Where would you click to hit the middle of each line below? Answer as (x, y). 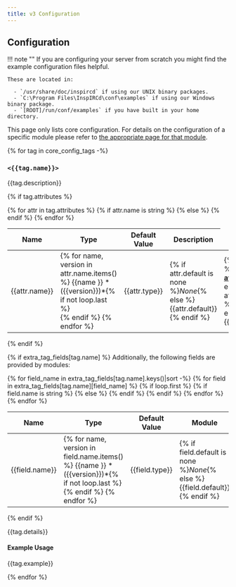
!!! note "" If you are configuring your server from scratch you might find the (117, 59)
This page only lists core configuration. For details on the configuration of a (116, 130)
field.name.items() (93, 457)
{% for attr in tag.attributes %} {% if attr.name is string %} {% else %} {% (113, 210)
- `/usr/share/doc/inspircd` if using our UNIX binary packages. (111, 92)
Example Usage (31, 548)
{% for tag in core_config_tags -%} (58, 151)
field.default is (203, 452)
